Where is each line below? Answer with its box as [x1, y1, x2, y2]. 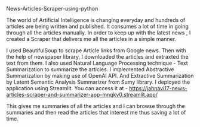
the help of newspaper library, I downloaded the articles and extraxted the [6, 53, 189, 60]
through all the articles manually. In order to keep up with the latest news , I [6, 29, 191, 36]
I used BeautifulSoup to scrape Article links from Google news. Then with [6, 47, 186, 54]
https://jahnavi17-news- [129, 85, 187, 91]
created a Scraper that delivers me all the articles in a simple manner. [6, 36, 177, 42]
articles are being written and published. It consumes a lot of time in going [6, 23, 189, 30]
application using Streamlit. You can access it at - [6, 85, 128, 91]
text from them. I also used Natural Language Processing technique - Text [6, 59, 188, 66]
